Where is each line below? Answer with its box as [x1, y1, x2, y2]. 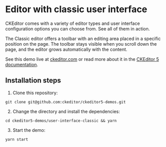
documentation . [5, 61, 39, 67]
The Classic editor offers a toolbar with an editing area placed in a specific [5, 35, 161, 42]
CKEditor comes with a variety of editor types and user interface [5, 20, 140, 26]
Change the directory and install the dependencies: [12, 108, 120, 115]
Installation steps [5, 76, 61, 85]
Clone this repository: [12, 90, 58, 96]
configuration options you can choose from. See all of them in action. [5, 25, 150, 31]
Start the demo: [12, 127, 46, 133]
